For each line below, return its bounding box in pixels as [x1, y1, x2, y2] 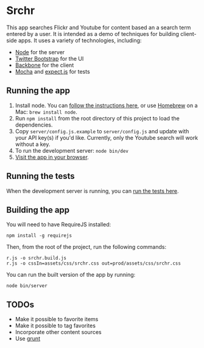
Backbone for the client [15, 61, 74, 69]
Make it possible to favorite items [15, 316, 99, 323]
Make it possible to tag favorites [15, 322, 96, 329]
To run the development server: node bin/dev [15, 147, 129, 154]
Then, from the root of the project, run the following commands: [6, 243, 166, 251]
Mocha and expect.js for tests [15, 68, 90, 75]
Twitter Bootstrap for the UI [15, 55, 84, 62]
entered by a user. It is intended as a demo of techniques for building [6, 30, 180, 37]
